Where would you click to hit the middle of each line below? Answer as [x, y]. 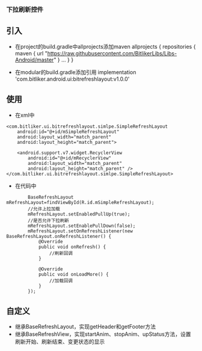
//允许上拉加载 [44, 209]
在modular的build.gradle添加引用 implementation [75, 72]
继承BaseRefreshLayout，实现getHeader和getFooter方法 [85, 327]
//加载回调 [61, 281]
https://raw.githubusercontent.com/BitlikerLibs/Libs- [112, 53]
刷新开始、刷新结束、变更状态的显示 [60, 342]
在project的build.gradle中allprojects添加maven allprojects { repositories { [105, 46]
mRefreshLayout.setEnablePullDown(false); [82, 226]
